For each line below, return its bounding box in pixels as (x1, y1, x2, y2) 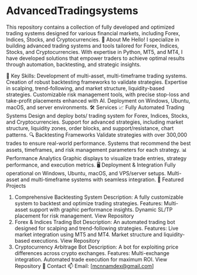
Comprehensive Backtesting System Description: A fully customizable (14, 193, 184, 201)
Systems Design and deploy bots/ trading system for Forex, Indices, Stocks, (6, 112, 189, 119)
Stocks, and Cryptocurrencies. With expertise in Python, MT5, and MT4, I (6, 48, 183, 55)
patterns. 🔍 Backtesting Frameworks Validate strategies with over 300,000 (6, 131, 188, 138)
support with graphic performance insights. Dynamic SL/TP (29, 206, 173, 213)
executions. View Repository (31, 237, 100, 244)
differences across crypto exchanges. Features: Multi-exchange (14, 249, 170, 256)
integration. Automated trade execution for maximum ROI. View (14, 256, 168, 263)
